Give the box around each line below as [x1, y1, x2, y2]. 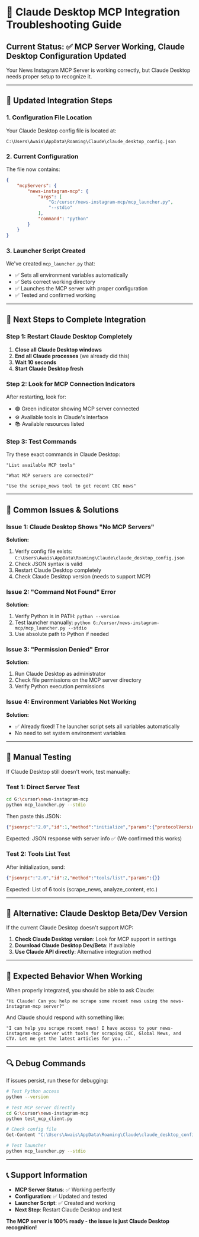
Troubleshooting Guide [6, 18, 122, 31]
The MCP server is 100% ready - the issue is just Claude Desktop [6, 1217, 170, 1225]
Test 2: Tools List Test [6, 850, 70, 858]
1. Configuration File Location [6, 113, 92, 122]
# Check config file [6, 1127, 57, 1132]
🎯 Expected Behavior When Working [6, 971, 143, 981]
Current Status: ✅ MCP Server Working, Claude [6, 42, 185, 52]
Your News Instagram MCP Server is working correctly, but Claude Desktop [6, 67, 191, 74]
